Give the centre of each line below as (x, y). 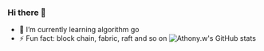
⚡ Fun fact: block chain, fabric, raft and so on (93, 38)
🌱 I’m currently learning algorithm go (79, 30)
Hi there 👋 (27, 13)
